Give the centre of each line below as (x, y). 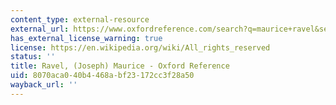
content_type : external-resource (80, 19)
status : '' (33, 57)
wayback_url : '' (44, 85)
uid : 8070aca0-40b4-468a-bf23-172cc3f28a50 (102, 76)
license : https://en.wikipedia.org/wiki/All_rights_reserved (140, 47)
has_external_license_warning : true (86, 38)
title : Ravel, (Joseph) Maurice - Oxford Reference (120, 66)
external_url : (40, 29)
